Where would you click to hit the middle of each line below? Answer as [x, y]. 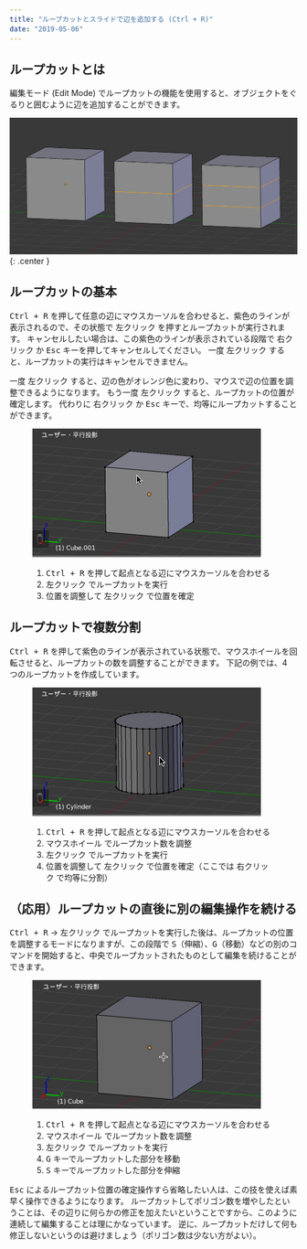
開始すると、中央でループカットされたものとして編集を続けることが [169, 955]
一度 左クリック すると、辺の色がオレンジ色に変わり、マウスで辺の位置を [148, 380]
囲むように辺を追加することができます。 [109, 104]
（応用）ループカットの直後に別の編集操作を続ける [153, 909]
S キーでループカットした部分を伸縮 [113, 1170]
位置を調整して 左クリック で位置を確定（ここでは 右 [145, 866]
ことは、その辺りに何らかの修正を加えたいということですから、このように [157, 1212]
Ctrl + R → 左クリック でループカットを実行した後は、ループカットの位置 [152, 933]
